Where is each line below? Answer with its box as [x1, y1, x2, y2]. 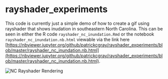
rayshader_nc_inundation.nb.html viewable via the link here [5, 36, 130, 43]
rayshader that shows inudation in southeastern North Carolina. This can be [5, 25, 163, 31]
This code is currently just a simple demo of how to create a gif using [5, 20, 150, 26]
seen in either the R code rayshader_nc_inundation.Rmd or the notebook [5, 31, 154, 37]
